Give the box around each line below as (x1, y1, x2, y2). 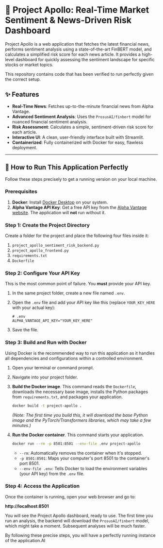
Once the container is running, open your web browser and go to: (5, 494, 136, 499)
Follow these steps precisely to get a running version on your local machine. (5, 176, 157, 182)
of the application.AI (5, 537, 46, 543)
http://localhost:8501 (5, 503, 49, 509)
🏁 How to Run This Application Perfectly (5, 163, 129, 171)
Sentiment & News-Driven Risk (5, 15, 132, 26)
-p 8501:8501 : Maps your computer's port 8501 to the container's (19, 455, 150, 461)
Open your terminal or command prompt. (12, 364, 94, 371)
